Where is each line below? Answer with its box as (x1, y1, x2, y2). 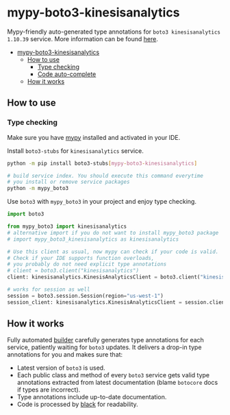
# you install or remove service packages (7, 178, 130, 186)
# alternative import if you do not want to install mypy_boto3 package (7, 229, 219, 236)
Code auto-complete (37, 70, 97, 78)
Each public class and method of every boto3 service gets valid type (16, 371, 210, 379)
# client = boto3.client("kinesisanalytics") (7, 268, 139, 274)
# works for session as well (7, 286, 90, 293)
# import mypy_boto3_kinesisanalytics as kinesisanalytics (7, 235, 179, 243)
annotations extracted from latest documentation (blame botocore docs (16, 379, 218, 387)
